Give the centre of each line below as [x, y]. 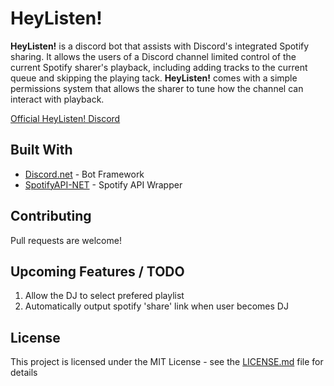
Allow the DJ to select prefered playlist [104, 296]
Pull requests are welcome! [66, 240]
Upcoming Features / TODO [97, 271]
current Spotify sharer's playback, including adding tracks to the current [159, 67]
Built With [41, 150]
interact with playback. [57, 99]
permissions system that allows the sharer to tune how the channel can [157, 88]
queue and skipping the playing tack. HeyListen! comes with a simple [154, 78]
